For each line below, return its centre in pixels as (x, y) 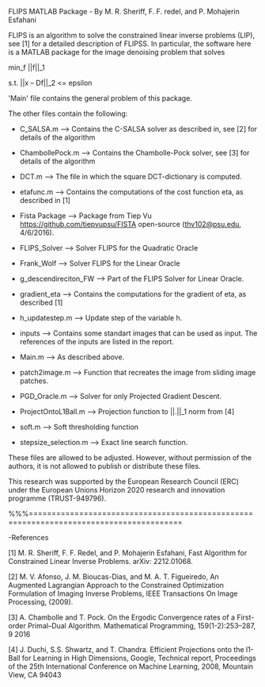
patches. (34, 381)
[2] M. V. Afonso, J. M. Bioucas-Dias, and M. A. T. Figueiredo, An (114, 577)
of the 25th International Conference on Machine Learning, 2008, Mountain (131, 666)
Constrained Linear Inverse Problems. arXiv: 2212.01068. (101, 561)
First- (246, 617)
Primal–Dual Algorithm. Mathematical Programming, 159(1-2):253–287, (141, 626)
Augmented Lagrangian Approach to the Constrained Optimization (116, 585)
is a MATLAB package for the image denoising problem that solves (117, 52)
